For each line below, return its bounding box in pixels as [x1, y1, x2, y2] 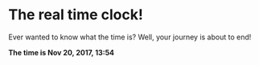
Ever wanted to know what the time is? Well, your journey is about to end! [8, 32, 252, 42]
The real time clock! [8, 6, 143, 24]
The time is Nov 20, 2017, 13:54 [8, 47, 115, 57]
